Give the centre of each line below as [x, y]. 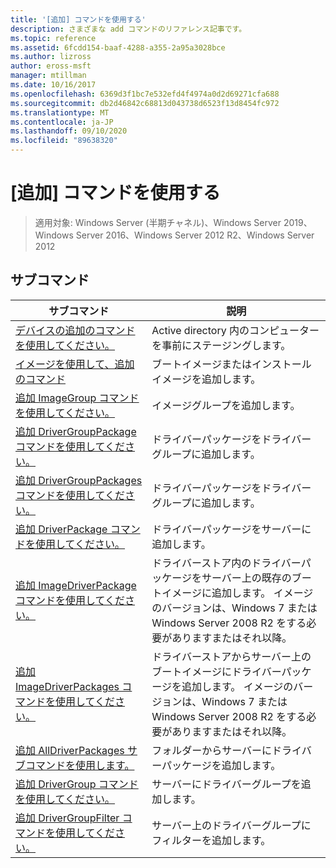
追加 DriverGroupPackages [79, 480]
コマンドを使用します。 [80, 765]
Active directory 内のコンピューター [235, 330]
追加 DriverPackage [61, 529]
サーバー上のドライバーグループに [231, 825]
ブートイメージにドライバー [216, 671]
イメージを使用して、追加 [75, 364]
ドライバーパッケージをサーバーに [231, 529]
